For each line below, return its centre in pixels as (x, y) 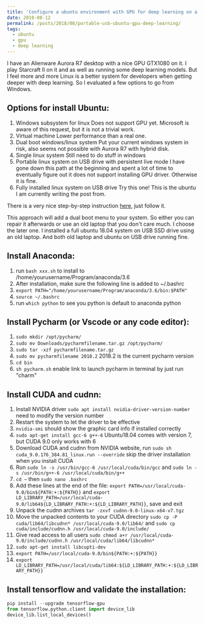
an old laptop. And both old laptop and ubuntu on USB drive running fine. (98, 237)
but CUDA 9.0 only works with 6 (56, 442)
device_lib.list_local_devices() (49, 615)
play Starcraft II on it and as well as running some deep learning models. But (102, 69)
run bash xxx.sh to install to (50, 271)
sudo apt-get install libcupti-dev (61, 547)
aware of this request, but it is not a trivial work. (75, 129)
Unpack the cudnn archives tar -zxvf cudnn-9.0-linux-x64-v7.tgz (100, 510)
